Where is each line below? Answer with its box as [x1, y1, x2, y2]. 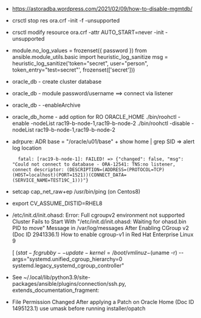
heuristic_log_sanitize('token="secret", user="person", [12, 60, 149, 67]
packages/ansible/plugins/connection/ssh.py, [12, 280, 126, 287]
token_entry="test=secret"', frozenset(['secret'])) [12, 66, 135, 73]
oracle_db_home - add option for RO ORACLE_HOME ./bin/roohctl [12, 113, 177, 120]
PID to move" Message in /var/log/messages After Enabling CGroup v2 [12, 225, 189, 231]
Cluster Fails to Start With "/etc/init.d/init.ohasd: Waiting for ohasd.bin [12, 218, 186, 225]
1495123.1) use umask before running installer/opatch [12, 305, 146, 312]
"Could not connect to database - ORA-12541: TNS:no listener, [12, 161, 176, 167]
